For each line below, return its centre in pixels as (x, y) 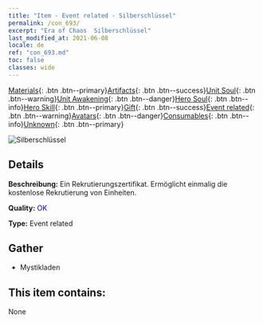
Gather (26, 248)
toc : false (26, 61)
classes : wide (32, 68)
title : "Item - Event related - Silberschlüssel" (92, 16)
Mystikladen (40, 267)
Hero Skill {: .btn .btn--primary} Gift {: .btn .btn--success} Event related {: (139, 107)
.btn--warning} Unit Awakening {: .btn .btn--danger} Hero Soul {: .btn (118, 98)
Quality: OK (28, 207)
